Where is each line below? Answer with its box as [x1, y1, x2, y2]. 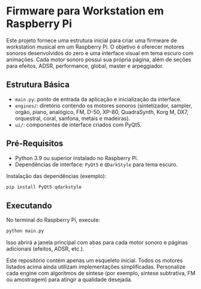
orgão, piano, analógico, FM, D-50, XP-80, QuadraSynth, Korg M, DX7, [14, 108, 189, 115]
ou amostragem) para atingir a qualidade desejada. [6, 276, 133, 283]
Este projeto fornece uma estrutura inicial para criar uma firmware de [6, 37, 177, 44]
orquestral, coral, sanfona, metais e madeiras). [14, 115, 131, 122]
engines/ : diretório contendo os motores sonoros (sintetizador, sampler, [14, 102, 193, 109]
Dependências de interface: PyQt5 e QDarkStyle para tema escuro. [14, 161, 178, 168]
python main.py [6, 228, 44, 234]
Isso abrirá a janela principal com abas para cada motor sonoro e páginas [6, 239, 188, 246]
